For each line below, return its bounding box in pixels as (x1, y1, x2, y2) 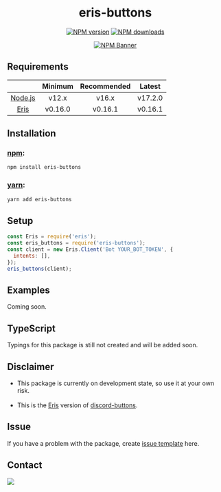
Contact (7, 460, 43, 471)
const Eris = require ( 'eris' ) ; (7, 233, 97, 240)
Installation (7, 127, 56, 139)
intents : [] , (13, 252, 51, 259)
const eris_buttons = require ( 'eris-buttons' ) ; (7, 240, 146, 247)
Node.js (10, 93, 36, 103)
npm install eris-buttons (7, 164, 81, 171)
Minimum (42, 81, 74, 91)
